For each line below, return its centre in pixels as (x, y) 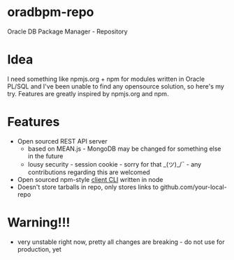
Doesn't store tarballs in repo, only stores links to (88, 187)
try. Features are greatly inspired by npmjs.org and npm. (88, 93)
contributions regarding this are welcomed (89, 172)
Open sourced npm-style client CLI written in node (90, 179)
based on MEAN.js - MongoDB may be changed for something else (124, 148)
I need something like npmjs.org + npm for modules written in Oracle (106, 79)
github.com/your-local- (193, 187)
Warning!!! (39, 222)
